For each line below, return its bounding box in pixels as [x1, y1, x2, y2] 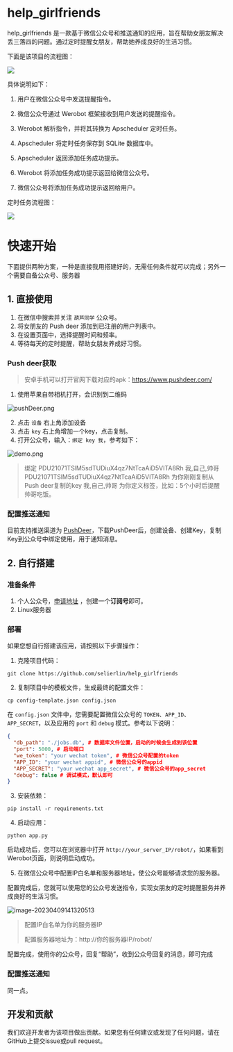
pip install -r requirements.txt [7, 805, 104, 812]
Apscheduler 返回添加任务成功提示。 [17, 154, 123, 162]
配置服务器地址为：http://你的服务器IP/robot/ [24, 935, 153, 944]
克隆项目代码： [17, 657, 60, 665]
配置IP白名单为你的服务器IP [24, 921, 103, 929]
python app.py [7, 832, 49, 839]
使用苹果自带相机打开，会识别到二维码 [17, 390, 127, 398]
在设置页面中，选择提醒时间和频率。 [17, 330, 121, 338]
